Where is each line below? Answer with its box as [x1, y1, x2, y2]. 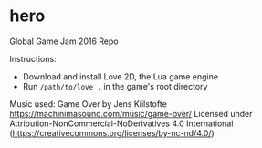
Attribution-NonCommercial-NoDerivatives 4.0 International [9, 118, 234, 129]
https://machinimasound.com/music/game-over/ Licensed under [9, 108, 253, 119]
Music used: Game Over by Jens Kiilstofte [9, 98, 167, 110]
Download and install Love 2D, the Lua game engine [22, 70, 219, 82]
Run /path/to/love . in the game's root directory [22, 80, 208, 91]
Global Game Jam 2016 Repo [9, 36, 119, 47]
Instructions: [9, 53, 57, 64]
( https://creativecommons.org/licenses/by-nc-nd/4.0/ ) [9, 127, 215, 138]
